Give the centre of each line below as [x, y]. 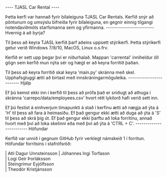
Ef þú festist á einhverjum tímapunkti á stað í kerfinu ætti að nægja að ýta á [82, 107]
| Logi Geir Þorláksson [28, 159]
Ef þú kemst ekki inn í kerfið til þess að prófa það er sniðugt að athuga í [78, 92]
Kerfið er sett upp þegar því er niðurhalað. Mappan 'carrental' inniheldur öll [82, 57]
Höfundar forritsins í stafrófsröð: [38, 144]
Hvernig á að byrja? [25, 33]
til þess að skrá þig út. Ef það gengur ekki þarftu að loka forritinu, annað [79, 118]
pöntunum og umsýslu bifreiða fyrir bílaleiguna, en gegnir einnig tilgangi [79, 22]
